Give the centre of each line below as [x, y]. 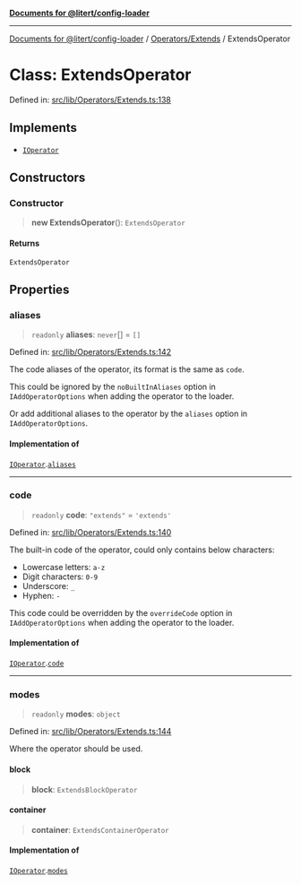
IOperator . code [37, 663]
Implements [43, 128]
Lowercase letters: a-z [64, 567]
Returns [25, 243]
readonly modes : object [76, 714]
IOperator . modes [39, 870]
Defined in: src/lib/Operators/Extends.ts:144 [90, 732]
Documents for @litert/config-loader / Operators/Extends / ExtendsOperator [150, 39]
